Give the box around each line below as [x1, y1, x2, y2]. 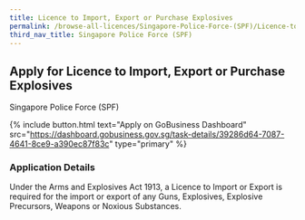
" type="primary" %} [108, 139, 188, 149]
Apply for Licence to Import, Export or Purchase [9, 63, 286, 79]
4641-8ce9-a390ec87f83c [9, 139, 110, 149]
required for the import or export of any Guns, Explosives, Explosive [9, 191, 263, 202]
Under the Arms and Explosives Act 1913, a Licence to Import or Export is [9, 182, 283, 193]
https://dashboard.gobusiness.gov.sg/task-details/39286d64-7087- [30, 129, 285, 140]
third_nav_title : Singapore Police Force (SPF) [9, 30, 193, 39]
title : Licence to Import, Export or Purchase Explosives [9, 13, 233, 23]
